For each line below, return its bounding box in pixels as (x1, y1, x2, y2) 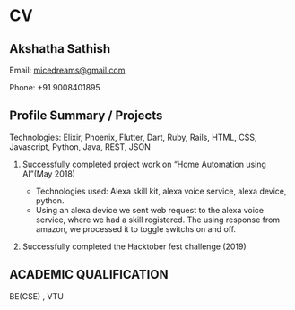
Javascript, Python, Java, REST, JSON (9, 141, 151, 152)
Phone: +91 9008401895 (9, 82, 100, 92)
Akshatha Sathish (9, 41, 111, 56)
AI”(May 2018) (22, 168, 76, 179)
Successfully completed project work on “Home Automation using (22, 159, 267, 169)
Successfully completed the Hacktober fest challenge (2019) (22, 241, 247, 252)
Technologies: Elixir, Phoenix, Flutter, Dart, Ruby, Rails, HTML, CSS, (9, 132, 257, 142)
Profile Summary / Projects (9, 108, 163, 124)
